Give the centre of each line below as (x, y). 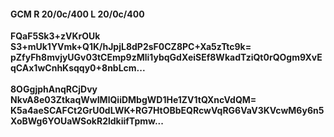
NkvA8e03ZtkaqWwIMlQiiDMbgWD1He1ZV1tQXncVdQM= (133, 100)
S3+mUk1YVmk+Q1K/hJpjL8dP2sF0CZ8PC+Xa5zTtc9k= (131, 47)
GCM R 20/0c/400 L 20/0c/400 (77, 14)
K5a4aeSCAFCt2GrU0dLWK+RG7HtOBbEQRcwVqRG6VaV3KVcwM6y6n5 (167, 111)
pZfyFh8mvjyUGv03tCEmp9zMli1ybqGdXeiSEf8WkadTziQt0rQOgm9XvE (166, 57)
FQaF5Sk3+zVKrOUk (55, 36)
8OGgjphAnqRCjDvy (54, 89)
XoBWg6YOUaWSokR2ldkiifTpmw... (87, 121)
